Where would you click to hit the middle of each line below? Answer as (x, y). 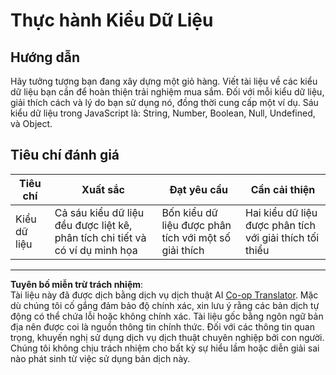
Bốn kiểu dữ (189, 212)
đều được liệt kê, (93, 225)
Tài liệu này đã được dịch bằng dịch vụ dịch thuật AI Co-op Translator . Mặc (164, 295)
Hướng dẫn (45, 57)
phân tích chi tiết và (100, 237)
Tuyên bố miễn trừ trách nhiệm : (77, 284)
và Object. (31, 123)
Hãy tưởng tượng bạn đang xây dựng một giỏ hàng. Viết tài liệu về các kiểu (164, 81)
